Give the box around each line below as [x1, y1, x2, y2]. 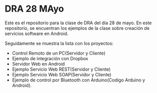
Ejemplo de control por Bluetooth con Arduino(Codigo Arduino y [12, 77, 145, 83]
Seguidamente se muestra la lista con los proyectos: [5, 40, 114, 46]
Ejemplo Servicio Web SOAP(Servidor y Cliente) [12, 71, 112, 77]
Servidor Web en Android [12, 61, 65, 67]
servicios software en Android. [5, 30, 69, 36]
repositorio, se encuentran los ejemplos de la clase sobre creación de [5, 25, 150, 31]
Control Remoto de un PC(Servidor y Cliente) [12, 50, 106, 56]
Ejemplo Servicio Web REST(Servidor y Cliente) [12, 66, 111, 72]
